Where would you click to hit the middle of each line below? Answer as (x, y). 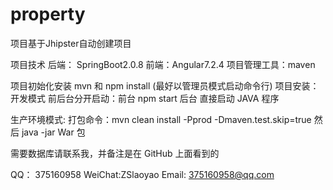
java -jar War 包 (53, 132)
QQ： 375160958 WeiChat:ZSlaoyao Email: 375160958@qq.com (142, 174)
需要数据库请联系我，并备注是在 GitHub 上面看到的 (115, 153)
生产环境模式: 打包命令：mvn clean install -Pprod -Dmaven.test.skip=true (161, 119)
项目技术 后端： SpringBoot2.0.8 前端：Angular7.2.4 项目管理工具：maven (163, 64)
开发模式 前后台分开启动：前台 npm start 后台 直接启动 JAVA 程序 (145, 98)
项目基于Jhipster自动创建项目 (71, 43)
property (48, 14)
